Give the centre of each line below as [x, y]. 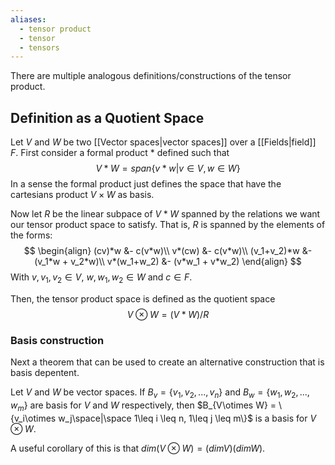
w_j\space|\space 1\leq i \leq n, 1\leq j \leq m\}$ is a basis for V [187, 418]
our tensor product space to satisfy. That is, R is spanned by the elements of [168, 225]
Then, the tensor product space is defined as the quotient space [143, 298]
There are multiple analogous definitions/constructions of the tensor [151, 76]
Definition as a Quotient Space [107, 117]
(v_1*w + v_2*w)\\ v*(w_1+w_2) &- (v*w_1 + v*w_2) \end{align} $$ [168, 262]
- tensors [39, 47]
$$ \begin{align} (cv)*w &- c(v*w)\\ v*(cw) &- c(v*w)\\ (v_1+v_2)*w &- [168, 251]
